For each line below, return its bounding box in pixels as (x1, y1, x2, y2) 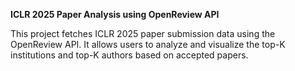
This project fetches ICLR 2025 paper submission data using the (10, 28, 276, 39)
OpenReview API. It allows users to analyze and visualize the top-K (10, 39, 286, 50)
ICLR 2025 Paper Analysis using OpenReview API (10, 9, 220, 20)
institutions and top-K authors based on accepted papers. (10, 49, 249, 61)
